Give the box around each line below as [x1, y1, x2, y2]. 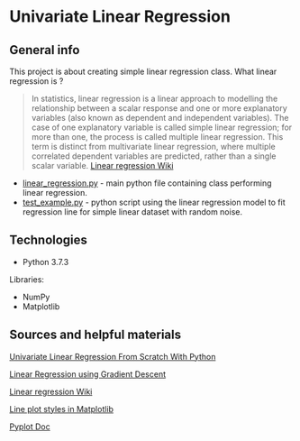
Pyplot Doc [9, 421, 51, 432]
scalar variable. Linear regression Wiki [31, 161, 174, 170]
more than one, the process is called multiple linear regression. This [31, 132, 284, 142]
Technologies [9, 233, 88, 248]
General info [9, 42, 80, 58]
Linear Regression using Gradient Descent [9, 368, 167, 380]
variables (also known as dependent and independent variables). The [31, 113, 289, 123]
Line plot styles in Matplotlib [9, 403, 114, 414]
